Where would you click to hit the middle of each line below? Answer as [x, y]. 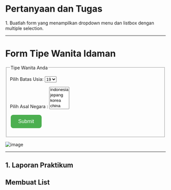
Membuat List [27, 183]
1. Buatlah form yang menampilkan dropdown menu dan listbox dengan [80, 23]
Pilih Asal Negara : [29, 106]
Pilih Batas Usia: [27, 79]
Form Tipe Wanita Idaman [61, 54]
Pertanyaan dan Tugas [54, 9]
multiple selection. [24, 28]
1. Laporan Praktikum [39, 165]
